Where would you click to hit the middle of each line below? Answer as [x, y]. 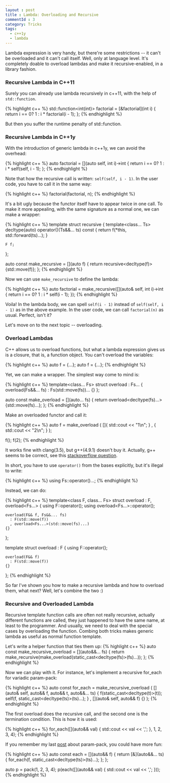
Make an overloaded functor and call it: [46, 415]
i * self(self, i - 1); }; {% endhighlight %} [46, 169]
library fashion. [21, 69]
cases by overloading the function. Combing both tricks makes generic [79, 631]
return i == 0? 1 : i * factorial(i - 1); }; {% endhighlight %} [64, 114]
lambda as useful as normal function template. [54, 636]
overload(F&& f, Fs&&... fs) [36, 515]
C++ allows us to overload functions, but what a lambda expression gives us [85, 349]
